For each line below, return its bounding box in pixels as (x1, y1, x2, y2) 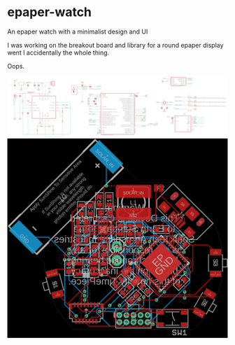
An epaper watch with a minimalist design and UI (7, 27, 148, 36)
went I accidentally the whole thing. (7, 48, 110, 57)
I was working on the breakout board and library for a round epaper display (7, 41, 224, 49)
